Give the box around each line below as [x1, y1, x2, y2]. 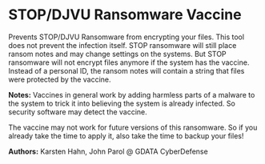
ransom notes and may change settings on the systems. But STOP [8, 49, 227, 58]
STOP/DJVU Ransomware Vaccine [8, 6, 242, 24]
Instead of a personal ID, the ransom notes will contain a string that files [8, 66, 245, 75]
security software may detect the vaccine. [8, 106, 148, 117]
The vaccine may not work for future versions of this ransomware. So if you [8, 122, 258, 132]
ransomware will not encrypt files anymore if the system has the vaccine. [8, 58, 250, 67]
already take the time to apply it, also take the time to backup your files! [8, 130, 244, 141]
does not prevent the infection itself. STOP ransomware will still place [8, 40, 237, 50]
